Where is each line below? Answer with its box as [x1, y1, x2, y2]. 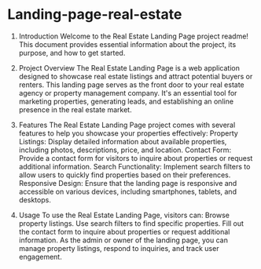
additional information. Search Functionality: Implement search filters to [18, 162, 251, 171]
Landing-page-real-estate [7, 5, 182, 24]
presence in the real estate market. [18, 104, 132, 115]
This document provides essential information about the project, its [18, 39, 237, 49]
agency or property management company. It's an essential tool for [18, 88, 237, 97]
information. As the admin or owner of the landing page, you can [18, 235, 229, 245]
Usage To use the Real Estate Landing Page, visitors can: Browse [18, 210, 230, 220]
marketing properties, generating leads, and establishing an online [18, 96, 233, 106]
